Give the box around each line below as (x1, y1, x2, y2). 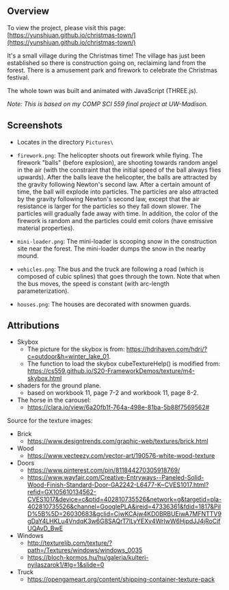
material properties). (16, 224, 75, 232)
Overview (7, 5, 50, 17)
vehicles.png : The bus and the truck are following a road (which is (16, 265, 204, 273)
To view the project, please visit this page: (7, 23, 126, 31)
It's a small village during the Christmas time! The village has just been (7, 51, 206, 60)
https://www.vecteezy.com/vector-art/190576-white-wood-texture (27, 452, 215, 460)
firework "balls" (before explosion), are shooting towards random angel (16, 158, 218, 166)
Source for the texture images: (7, 417, 94, 425)
